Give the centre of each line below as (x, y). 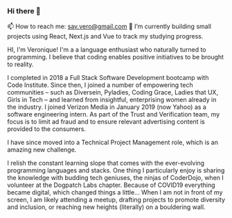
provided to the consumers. (47, 129)
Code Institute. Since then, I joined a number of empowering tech (100, 85)
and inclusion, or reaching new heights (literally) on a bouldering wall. (106, 207)
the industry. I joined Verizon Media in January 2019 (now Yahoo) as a (107, 107)
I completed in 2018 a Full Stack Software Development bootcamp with (108, 78)
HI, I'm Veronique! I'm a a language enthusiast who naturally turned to (107, 50)
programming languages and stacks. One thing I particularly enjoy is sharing (116, 170)
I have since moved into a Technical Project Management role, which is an (113, 142)
